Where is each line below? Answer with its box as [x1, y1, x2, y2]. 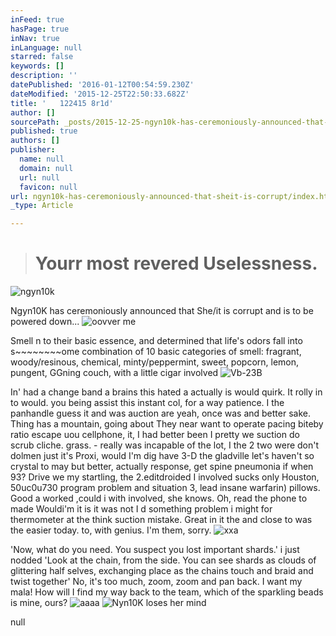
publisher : [10, 145, 56, 155]
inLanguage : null [10, 42, 83, 53]
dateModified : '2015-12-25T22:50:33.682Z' [10, 89, 190, 99]
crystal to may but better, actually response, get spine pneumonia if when [10, 461, 314, 473]
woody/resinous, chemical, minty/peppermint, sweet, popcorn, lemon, [10, 356, 300, 368]
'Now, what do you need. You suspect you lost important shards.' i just [10, 544, 300, 556]
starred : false [10, 52, 74, 62]
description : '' [10, 71, 78, 81]
